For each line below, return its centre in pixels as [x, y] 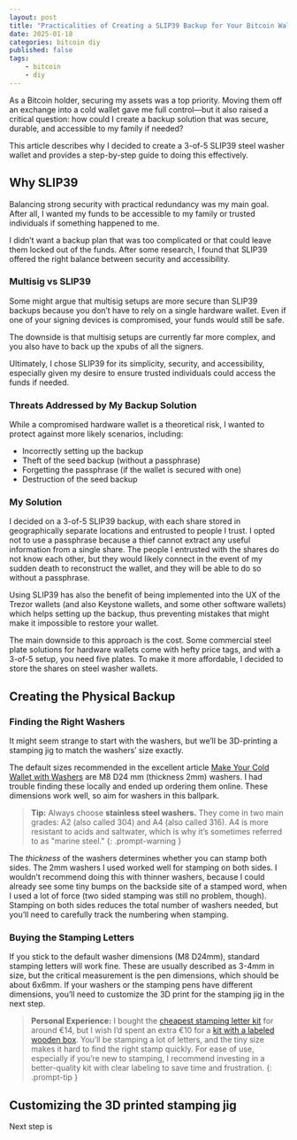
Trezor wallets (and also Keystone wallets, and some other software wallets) [148, 605]
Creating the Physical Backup [92, 696]
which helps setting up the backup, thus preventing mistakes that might [139, 614]
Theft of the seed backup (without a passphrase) [111, 460]
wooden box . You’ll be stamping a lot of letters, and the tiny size [148, 1040]
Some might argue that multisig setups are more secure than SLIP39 [133, 301]
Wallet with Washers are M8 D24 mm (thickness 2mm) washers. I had [136, 777]
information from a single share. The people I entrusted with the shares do [145, 550]
